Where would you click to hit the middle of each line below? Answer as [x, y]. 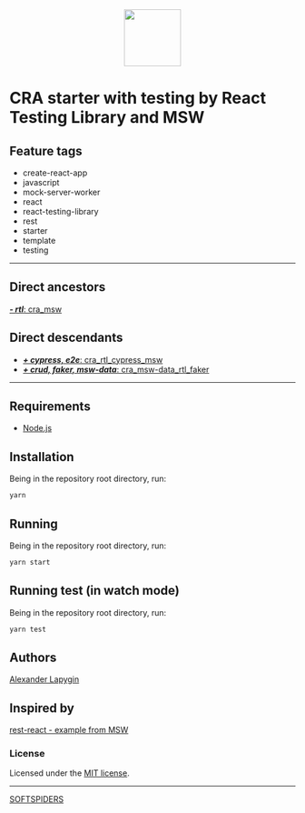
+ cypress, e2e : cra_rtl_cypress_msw [93, 359]
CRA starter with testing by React [138, 98]
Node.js [37, 428]
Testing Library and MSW [107, 118]
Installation [42, 457]
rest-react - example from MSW [69, 730]
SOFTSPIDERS [37, 799]
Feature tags [46, 151]
